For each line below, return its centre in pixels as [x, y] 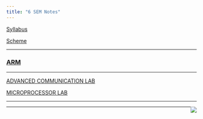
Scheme [17, 40]
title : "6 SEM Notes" [34, 12]
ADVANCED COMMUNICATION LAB [51, 81]
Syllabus [17, 29]
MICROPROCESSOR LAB [37, 92]
